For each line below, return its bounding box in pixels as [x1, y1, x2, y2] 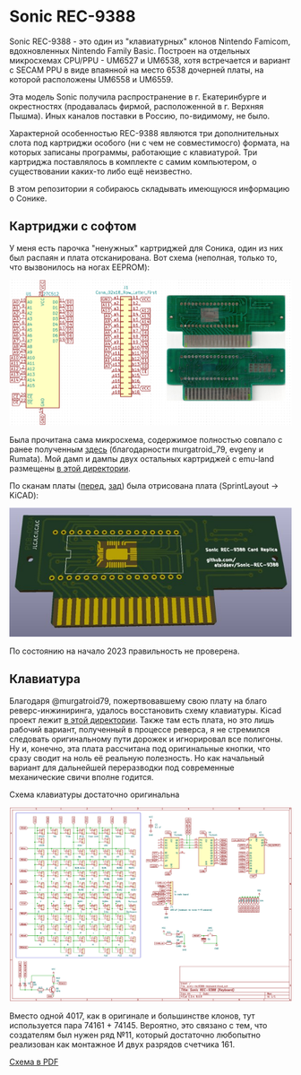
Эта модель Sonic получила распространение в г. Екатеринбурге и [9, 91, 267, 102]
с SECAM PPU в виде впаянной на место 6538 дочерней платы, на [9, 65, 264, 75]
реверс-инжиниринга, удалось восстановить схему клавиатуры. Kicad [9, 705, 282, 715]
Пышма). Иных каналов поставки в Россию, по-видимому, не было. [9, 110, 271, 121]
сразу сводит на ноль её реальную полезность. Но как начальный [9, 752, 265, 763]
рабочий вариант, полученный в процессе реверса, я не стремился [9, 724, 271, 734]
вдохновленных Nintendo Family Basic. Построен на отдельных [9, 45, 251, 56]
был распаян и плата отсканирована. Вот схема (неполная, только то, [9, 252, 278, 263]
